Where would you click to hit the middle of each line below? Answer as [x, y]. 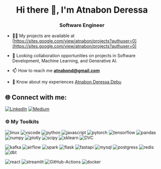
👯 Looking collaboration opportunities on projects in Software [74, 56]
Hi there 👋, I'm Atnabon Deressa [82, 10]
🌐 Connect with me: [36, 97]
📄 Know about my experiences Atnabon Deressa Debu [67, 82]
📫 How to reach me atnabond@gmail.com [56, 71]
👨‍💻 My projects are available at [43, 36]
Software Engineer [82, 25]
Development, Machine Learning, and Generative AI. [65, 61]
